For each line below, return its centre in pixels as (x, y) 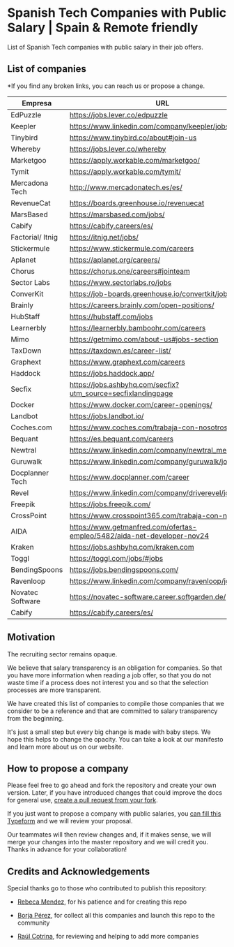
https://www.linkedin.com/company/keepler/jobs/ (150, 126)
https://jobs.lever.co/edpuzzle (119, 115)
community (33, 923)
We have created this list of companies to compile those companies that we (116, 703)
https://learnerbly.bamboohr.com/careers (138, 328)
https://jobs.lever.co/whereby (118, 149)
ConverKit (27, 293)
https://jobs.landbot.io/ (107, 416)
